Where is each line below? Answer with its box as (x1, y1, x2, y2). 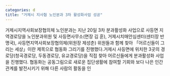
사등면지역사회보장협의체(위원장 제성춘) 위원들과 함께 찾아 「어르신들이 (17, 39, 160, 46)
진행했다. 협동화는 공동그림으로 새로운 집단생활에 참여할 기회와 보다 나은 (10, 59, 154, 65)
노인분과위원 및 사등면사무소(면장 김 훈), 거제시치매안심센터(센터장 (27, 33, 159, 39)
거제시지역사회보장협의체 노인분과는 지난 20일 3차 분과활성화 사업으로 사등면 (5, 27, 158, 33)
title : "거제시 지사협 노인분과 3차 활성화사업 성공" (5, 12, 103, 17)
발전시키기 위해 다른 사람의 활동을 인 (18, 65, 91, 71)
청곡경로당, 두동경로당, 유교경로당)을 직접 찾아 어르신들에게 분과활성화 (15, 52, 155, 59)
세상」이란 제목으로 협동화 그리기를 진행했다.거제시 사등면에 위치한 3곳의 (14, 46, 160, 52)
